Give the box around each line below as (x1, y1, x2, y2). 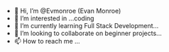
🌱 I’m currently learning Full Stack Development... (13, 22, 159, 30)
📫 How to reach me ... (13, 37, 80, 45)
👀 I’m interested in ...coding (13, 14, 94, 22)
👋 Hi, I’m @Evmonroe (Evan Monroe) (13, 7, 121, 15)
